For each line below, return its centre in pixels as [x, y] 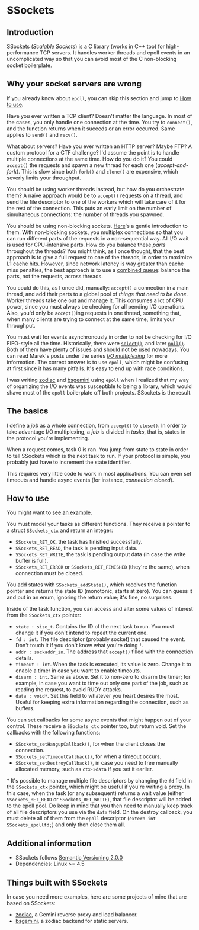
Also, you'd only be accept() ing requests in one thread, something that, [94, 313]
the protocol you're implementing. [48, 438]
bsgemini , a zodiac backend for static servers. [72, 921]
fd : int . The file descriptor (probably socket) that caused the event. [100, 639]
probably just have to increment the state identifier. [69, 462]
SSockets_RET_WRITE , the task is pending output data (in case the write [100, 554]
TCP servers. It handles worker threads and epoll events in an [115, 53]
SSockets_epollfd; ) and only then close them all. [66, 825]
